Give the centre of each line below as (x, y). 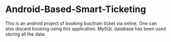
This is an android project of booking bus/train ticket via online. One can (81, 23)
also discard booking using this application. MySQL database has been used (86, 28)
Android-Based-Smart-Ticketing (76, 9)
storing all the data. (26, 34)
